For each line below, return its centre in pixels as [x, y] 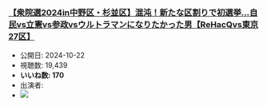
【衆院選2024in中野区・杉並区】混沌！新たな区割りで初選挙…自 [133, 12]
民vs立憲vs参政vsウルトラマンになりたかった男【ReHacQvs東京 [133, 24]
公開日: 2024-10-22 [52, 55]
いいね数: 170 [42, 75]
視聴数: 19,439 [44, 65]
